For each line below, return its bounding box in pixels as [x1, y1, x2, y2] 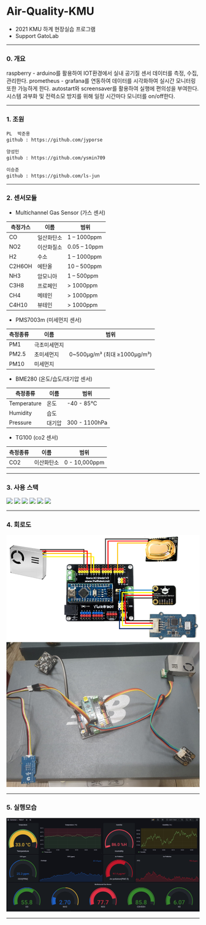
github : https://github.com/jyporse [6, 137, 103, 143]
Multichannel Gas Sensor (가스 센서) [15, 208, 106, 216]
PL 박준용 [6, 131, 31, 137]
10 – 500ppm [67, 262, 102, 270]
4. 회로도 [6, 520, 32, 528]
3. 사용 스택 [6, 483, 39, 492]
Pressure [9, 419, 32, 427]
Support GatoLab [15, 32, 59, 39]
